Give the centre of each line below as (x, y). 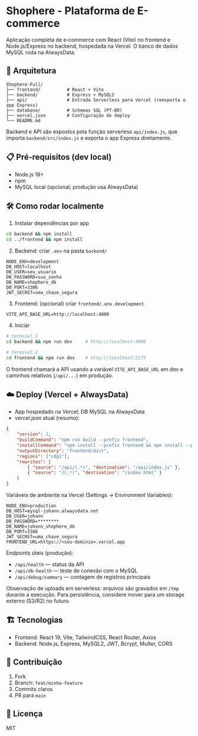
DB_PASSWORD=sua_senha (34, 277)
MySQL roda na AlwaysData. (41, 52)
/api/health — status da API (49, 564)
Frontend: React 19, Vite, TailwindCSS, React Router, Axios (85, 637)
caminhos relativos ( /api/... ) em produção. (60, 375)
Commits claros (34, 689)
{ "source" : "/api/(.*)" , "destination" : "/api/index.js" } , (104, 467)
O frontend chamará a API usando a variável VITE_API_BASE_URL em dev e (95, 369)
